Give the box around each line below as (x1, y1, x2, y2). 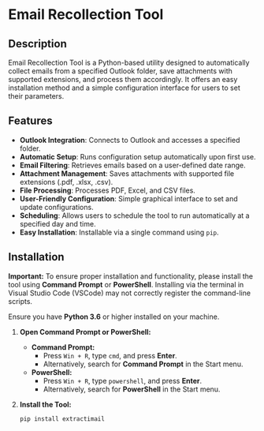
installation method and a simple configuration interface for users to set (8, 83, 240, 92)
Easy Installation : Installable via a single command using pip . (19, 227, 219, 237)
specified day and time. (19, 219, 96, 228)
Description (8, 37, 67, 51)
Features (8, 114, 53, 128)
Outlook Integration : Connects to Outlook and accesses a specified (19, 135, 240, 144)
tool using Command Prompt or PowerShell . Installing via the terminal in (8, 279, 244, 289)
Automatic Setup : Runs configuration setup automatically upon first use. (19, 152, 256, 161)
